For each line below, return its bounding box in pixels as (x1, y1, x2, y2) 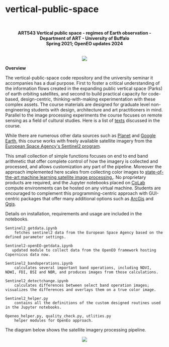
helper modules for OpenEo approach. (14, 318, 94, 323)
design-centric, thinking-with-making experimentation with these (20, 96, 156, 102)
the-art (5, 174, 20, 180)
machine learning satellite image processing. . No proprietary (21, 174, 146, 180)
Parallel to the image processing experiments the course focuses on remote (5, 112, 162, 118)
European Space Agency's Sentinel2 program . (5, 143, 102, 149)
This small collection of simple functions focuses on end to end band (5, 153, 148, 159)
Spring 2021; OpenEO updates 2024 (46, 40, 123, 46)
